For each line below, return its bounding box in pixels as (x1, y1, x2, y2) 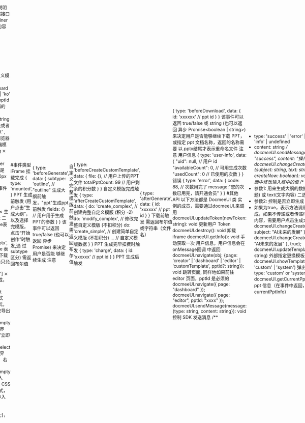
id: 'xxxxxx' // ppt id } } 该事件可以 (172, 114, 244, 120)
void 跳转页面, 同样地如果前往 (172, 269, 234, 275)
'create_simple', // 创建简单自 (73, 229, 134, 234)
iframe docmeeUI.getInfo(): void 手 (172, 234, 246, 240)
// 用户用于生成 (32, 212, 64, 218)
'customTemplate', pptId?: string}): (172, 263, 245, 269)
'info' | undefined (254, 138, 290, 145)
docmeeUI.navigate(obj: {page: (172, 252, 238, 258)
